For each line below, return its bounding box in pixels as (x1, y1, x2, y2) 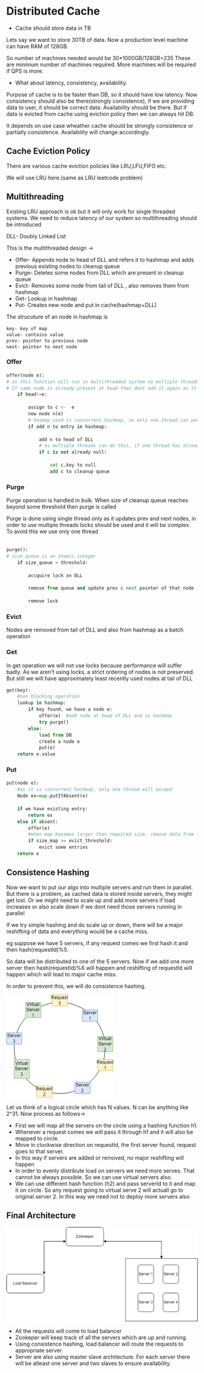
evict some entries (38, 844, 88, 850)
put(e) (38, 745, 56, 751)
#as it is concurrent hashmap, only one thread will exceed (17, 786, 172, 793)
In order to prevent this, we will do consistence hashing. (6, 982, 146, 989)
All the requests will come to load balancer (15, 1327, 122, 1335)
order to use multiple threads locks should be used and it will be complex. (6, 521, 191, 529)
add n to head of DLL (38, 436, 94, 442)
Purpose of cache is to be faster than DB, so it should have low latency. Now (6, 91, 198, 98)
